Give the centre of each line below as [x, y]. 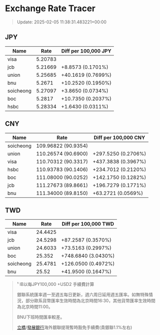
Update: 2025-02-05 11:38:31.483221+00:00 [62, 22]
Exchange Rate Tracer [50, 9]
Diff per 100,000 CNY [120, 138]
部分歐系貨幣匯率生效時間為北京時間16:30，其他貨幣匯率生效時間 [90, 301]
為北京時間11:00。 [35, 307]
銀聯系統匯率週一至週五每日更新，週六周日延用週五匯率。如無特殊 [83, 295]
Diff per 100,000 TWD [88, 224]
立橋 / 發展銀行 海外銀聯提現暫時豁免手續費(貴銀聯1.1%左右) [74, 327]
